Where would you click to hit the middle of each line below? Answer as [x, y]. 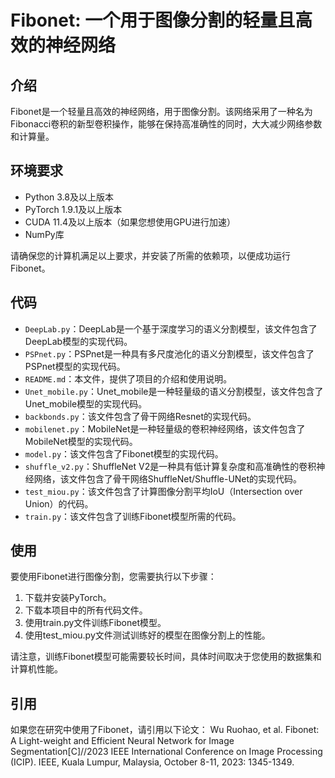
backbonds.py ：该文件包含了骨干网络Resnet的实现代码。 [140, 416]
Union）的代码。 [59, 503]
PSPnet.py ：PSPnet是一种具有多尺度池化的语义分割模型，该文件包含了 [169, 353]
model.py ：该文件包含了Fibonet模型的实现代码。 [124, 453]
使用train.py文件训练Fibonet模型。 [95, 623]
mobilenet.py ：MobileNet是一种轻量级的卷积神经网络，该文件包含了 [165, 428]
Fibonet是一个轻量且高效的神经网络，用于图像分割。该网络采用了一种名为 [161, 111]
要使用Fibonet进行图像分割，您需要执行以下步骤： [113, 577]
